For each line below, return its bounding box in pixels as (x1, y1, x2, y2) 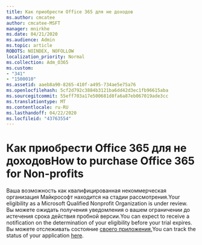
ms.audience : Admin (6, 37, 55, 43)
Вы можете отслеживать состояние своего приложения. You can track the (6, 226, 196, 233)
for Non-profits (6, 167, 84, 181)
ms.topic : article (6, 43, 52, 49)
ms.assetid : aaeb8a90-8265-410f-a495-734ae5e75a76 (6, 82, 136, 88)
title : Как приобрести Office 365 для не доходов (6, 8, 134, 15)
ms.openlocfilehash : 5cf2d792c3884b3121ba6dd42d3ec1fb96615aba (6, 87, 169, 94)
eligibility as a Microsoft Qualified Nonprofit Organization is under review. (6, 200, 188, 207)
